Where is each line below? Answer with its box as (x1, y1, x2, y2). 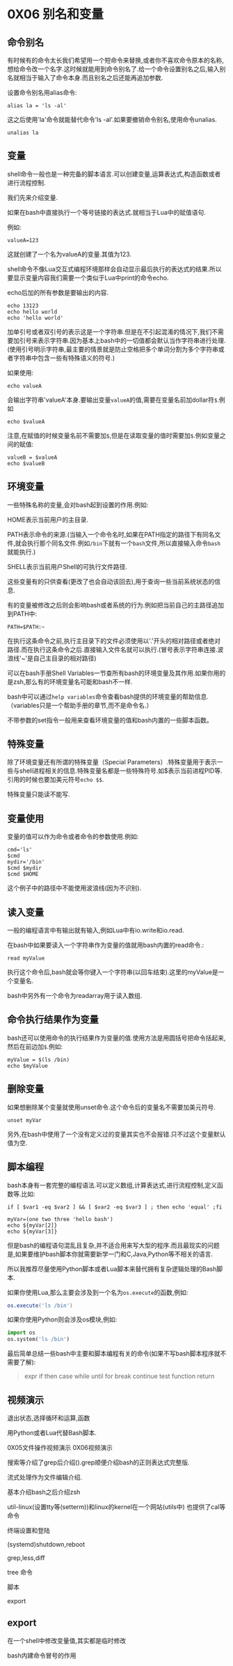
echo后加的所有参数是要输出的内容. (7, 288, 109, 296)
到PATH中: (7, 609, 37, 618)
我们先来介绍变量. (7, 193, 58, 202)
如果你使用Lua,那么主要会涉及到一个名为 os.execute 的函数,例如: (7, 1288, 188, 1296)
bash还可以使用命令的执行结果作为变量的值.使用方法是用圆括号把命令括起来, (7, 1033, 226, 1042)
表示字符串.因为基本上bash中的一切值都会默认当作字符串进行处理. (37, 336, 226, 344)
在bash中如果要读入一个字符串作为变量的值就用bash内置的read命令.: (7, 941, 204, 949)
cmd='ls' (7, 847, 33, 854)
